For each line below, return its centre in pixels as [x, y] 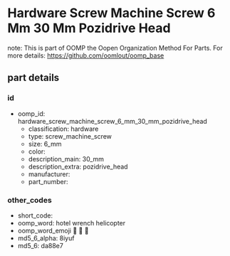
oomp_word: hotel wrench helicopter [72, 223]
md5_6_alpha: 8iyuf [46, 238]
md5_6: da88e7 [41, 245]
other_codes [30, 200]
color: [37, 151]
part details [33, 78]
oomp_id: [31, 113]
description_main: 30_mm [66, 159]
